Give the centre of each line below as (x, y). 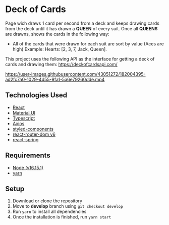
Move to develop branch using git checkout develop (68, 206)
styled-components (33, 129)
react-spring (25, 139)
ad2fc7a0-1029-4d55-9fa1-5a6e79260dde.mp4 (55, 79)
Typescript (24, 118)
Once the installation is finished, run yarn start (62, 217)
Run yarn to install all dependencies (49, 212)
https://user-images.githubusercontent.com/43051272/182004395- (75, 74)
